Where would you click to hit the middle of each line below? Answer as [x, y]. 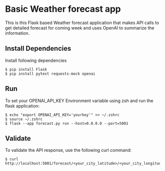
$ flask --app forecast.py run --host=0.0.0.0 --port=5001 [67, 123]
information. [17, 33]
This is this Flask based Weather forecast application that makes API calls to [82, 23]
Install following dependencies [36, 60]
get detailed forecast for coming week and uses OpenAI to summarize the [80, 28]
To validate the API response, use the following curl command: [68, 150]
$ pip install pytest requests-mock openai [50, 74]
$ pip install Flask [26, 69]
